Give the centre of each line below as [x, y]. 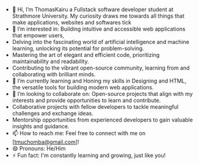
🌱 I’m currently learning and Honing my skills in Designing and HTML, [99, 81]
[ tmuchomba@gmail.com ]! [45, 142]
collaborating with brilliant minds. [54, 74]
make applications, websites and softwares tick [72, 22]
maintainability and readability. [51, 61]
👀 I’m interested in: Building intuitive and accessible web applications [99, 29]
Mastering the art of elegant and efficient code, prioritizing [86, 55]
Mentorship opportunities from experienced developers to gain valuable [103, 120]
